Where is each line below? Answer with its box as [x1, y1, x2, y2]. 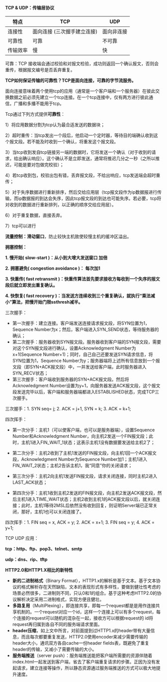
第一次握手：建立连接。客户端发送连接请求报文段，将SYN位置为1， [12, 320, 150, 327]
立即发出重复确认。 [18, 282, 58, 288]
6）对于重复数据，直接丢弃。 [5, 212, 65, 218]
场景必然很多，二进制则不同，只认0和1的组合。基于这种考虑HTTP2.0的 [12, 590, 158, 596]
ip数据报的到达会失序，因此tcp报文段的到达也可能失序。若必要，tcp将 [18, 195, 162, 202]
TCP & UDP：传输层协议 [5, 4, 55, 10]
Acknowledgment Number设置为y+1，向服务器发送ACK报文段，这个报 [12, 382, 157, 389]
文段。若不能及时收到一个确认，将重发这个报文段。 [13, 139, 118, 145]
